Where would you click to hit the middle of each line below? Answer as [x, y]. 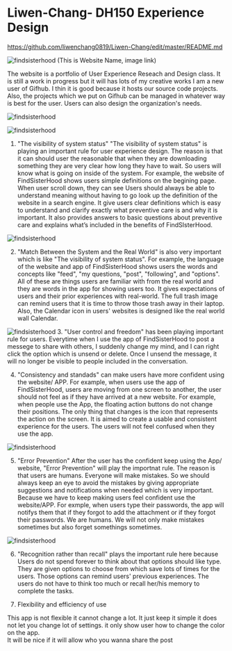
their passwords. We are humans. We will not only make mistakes [111, 520]
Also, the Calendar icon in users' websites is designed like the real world [121, 311]
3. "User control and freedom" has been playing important [140, 331]
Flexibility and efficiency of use [62, 604]
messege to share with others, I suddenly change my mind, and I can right [113, 346]
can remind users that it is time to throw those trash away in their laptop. [121, 303]
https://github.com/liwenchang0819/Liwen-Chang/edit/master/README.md [115, 47]
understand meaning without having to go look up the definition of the [117, 195]
